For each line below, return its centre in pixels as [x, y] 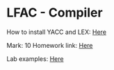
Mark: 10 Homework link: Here [50, 45]
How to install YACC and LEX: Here [57, 32]
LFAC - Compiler [55, 13]
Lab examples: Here [35, 59]
